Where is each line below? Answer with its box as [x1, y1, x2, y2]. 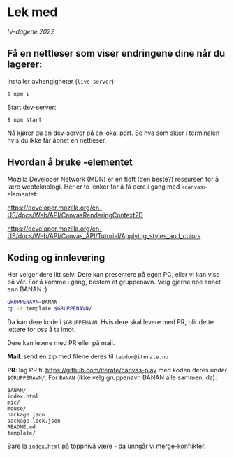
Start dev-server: [7, 103, 57, 111]
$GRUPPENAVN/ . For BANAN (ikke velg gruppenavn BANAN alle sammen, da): [7, 373, 217, 382]
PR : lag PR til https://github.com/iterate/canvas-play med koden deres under [7, 366, 228, 375]
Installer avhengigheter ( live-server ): [7, 77, 117, 85]
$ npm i [7, 90, 30, 98]
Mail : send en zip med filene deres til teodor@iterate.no [7, 352, 169, 361]
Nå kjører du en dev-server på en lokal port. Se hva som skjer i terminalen [7, 129, 220, 137]
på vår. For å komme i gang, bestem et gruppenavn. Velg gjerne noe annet [7, 277, 221, 286]
